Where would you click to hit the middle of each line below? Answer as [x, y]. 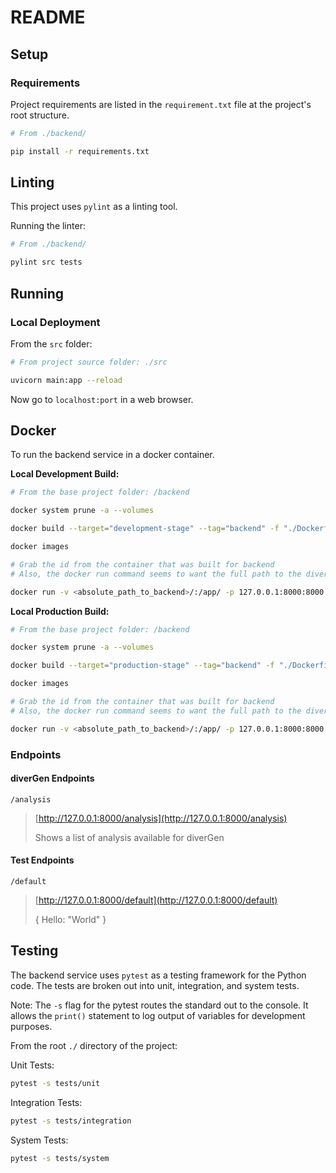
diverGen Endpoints [52, 778]
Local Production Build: [60, 611]
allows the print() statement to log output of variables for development [158, 1015]
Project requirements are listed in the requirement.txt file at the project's [161, 104]
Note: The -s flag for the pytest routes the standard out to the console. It [159, 1005]
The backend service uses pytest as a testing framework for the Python [158, 975]
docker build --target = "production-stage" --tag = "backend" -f [142, 666]
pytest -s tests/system [60, 1158]
